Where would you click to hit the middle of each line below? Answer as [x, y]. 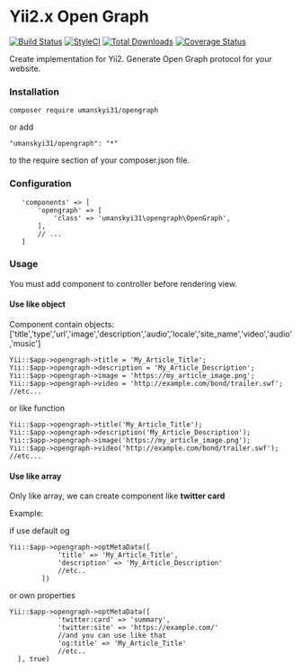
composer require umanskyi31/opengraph [84, 111]
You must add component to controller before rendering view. [124, 283]
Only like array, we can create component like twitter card [117, 496]
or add [22, 127]
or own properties [43, 596]
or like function [37, 408]
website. [25, 68]
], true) [34, 659]
